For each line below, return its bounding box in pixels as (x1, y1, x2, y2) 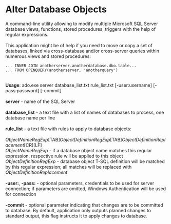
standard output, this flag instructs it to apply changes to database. (5, 213, 147, 219)
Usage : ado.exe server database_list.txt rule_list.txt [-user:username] (5, 82, 153, 88)
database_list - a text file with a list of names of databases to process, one (5, 109, 164, 115)
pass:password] (5, 87, 40, 93)
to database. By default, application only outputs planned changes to (5, 207, 151, 213)
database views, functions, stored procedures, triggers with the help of (5, 26, 156, 32)
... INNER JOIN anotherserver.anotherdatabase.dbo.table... (5, 63, 137, 68)
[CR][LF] (24, 142, 42, 148)
